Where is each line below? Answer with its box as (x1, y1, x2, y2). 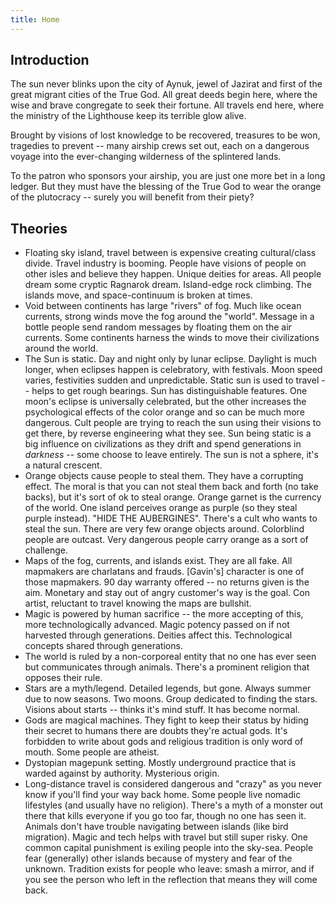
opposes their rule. (24, 672, 103, 684)
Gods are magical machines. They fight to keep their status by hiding (24, 714, 309, 726)
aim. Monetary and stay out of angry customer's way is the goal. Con (24, 587, 310, 599)
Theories (10, 220, 68, 237)
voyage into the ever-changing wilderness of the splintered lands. (10, 151, 282, 163)
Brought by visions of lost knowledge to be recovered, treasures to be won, (10, 129, 321, 141)
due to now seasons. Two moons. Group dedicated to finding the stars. (24, 693, 318, 705)
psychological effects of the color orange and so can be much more (24, 406, 305, 418)
